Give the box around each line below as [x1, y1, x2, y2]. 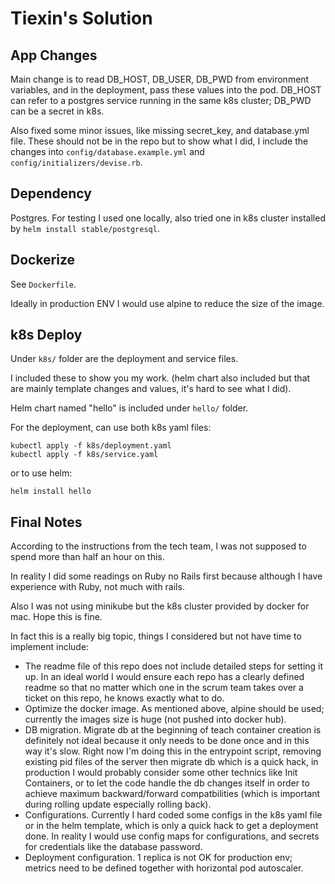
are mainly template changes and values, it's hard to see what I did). [10, 383, 292, 395]
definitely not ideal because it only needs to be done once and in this [24, 735, 310, 747]
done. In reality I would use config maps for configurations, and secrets [24, 830, 320, 842]
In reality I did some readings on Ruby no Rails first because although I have [10, 570, 323, 582]
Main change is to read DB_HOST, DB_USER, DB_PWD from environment [10, 73, 310, 85]
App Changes [10, 47, 98, 64]
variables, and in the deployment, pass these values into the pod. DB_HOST [10, 84, 322, 96]
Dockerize [10, 252, 76, 269]
